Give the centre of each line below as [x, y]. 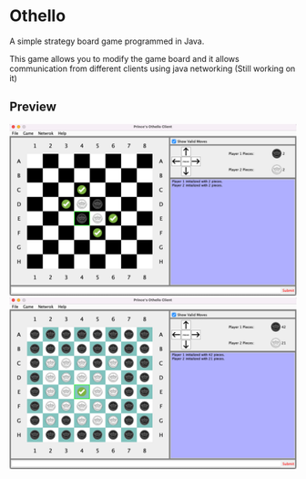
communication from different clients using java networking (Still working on [153, 68]
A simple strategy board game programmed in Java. [107, 41]
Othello [38, 16]
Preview [33, 107]
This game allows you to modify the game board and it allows [124, 58]
